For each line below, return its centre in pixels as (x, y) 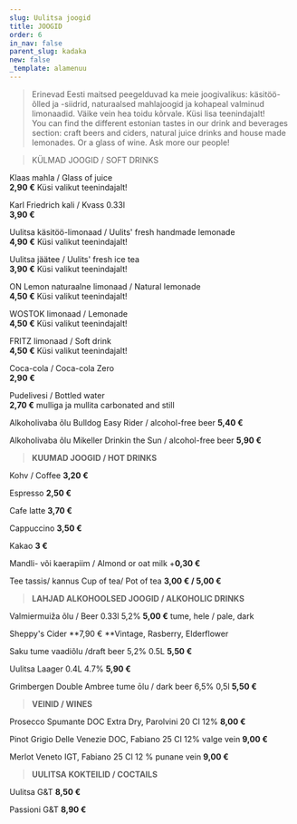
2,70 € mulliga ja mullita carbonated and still (92, 405)
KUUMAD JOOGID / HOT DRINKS (94, 457)
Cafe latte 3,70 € (41, 510)
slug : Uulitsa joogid (50, 18)
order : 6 (26, 34)
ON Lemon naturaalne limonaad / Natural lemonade (105, 286)
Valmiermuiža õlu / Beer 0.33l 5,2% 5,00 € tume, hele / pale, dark (132, 616)
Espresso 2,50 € (41, 493)
